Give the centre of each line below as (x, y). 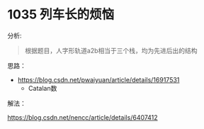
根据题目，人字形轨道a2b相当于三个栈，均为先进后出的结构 (111, 50)
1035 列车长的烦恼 (61, 15)
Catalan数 (42, 88)
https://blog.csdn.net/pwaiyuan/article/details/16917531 (98, 79)
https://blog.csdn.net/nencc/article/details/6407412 (83, 117)
